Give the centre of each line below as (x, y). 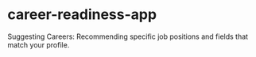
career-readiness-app (82, 15)
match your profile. (39, 44)
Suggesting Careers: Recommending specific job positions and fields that (128, 36)
